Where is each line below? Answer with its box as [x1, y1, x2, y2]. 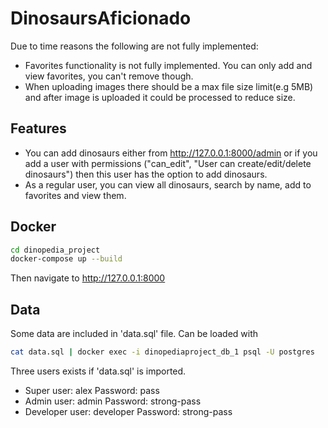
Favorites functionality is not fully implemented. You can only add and [24, 59, 313, 71]
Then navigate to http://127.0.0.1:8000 [10, 272, 166, 284]
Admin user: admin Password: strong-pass [24, 395, 202, 407]
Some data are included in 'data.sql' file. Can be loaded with [10, 328, 259, 340]
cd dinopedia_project [10, 245, 101, 255]
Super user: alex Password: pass [24, 385, 160, 396]
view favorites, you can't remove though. [24, 70, 194, 82]
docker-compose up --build [10, 254, 123, 264]
